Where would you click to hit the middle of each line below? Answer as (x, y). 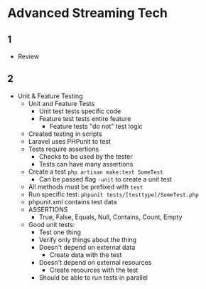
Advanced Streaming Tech (88, 13)
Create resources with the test (94, 270)
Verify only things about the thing (88, 239)
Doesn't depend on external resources (95, 262)
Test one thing (60, 232)
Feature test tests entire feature (85, 118)
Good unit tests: (51, 224)
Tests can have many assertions (86, 164)
